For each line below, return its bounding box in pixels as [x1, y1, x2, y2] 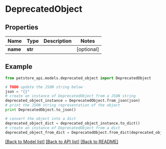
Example [5, 62, 33, 71]
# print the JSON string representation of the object [5, 103, 121, 108]
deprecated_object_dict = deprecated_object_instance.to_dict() [5, 120, 140, 126]
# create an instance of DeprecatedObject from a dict [5, 125, 121, 130]
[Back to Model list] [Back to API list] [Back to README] [5, 139, 119, 145]
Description [43, 38, 72, 44]
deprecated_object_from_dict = [5, 130, 70, 135]
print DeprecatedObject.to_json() [5, 107, 77, 113]
